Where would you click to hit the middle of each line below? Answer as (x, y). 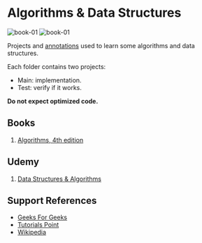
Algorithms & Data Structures (94, 13)
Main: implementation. (49, 80)
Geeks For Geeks (42, 217)
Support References (52, 200)
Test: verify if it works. (49, 87)
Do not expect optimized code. (53, 101)
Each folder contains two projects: (57, 66)
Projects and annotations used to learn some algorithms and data (101, 45)
